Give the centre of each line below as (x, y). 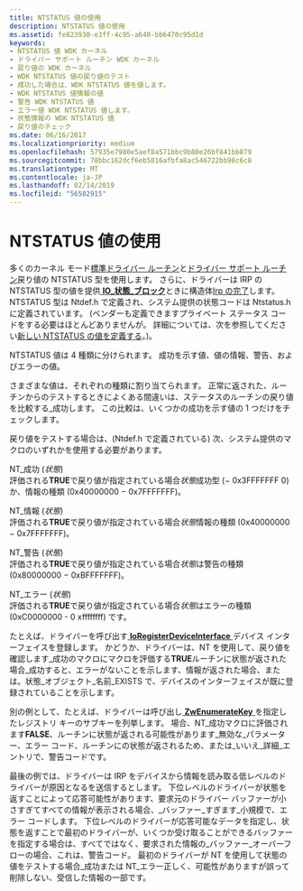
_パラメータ (264, 734)
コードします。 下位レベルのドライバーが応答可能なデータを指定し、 (154, 821)
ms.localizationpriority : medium (72, 144)
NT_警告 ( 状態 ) (37, 552)
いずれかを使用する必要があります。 (100, 450)
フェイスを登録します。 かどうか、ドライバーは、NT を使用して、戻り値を (154, 647)
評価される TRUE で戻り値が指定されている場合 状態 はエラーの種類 (130, 605)
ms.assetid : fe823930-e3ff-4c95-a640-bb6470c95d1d (106, 34)
